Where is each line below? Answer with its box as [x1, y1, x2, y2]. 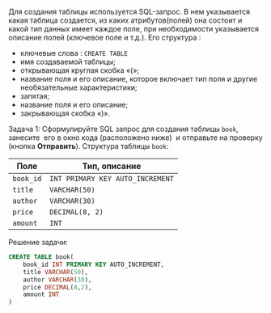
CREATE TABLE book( [8, 253, 74, 261]
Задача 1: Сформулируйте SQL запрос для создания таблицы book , [8, 125, 239, 133]
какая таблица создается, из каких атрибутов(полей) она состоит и [8, 15, 243, 25]
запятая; [19, 91, 50, 100]
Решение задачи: [8, 238, 68, 247]
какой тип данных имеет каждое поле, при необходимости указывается [8, 24, 260, 33]
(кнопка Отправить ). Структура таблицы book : [8, 142, 169, 150]
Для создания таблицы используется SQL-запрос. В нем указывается [8, 7, 251, 16]
